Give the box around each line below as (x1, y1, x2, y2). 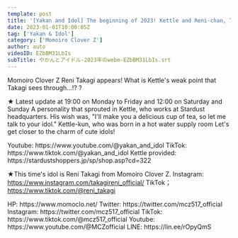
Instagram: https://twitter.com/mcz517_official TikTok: (7, 207, 163, 216)
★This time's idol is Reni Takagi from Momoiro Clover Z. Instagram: (7, 169, 204, 178)
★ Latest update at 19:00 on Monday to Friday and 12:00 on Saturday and (7, 97, 223, 106)
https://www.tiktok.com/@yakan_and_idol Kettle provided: (7, 148, 177, 157)
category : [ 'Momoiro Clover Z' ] (7, 37, 103, 44)
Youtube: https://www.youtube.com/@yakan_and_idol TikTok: (7, 141, 188, 149)
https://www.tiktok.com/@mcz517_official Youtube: (7, 215, 156, 223)
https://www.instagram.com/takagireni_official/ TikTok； (7, 178, 172, 186)
